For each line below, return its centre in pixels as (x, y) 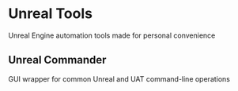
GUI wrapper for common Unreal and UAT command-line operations (119, 78)
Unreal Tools (51, 14)
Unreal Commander (57, 60)
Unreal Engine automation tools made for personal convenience (112, 35)
